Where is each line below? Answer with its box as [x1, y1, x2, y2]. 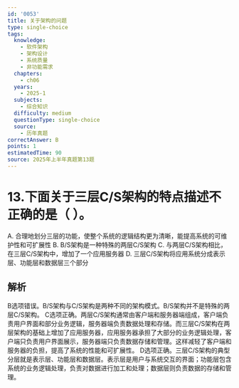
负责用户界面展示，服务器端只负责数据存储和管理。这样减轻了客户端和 [26, 337, 232, 345]
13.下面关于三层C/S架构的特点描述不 [7, 189, 222, 205]
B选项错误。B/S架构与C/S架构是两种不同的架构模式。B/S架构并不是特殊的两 [7, 301, 230, 310]
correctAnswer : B [7, 136, 59, 143]
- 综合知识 [20, 103, 48, 110]
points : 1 [7, 143, 37, 150]
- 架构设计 [20, 51, 48, 58]
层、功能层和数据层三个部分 [7, 258, 89, 267]
